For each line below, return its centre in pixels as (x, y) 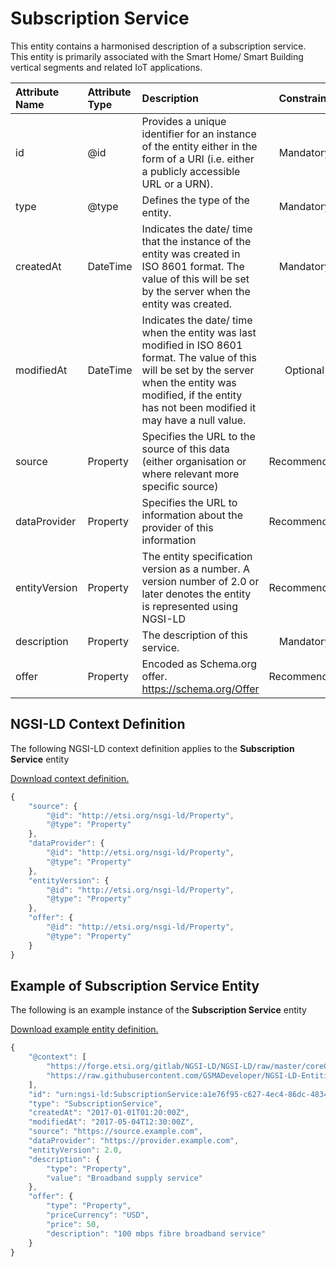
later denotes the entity (196, 594)
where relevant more (190, 474)
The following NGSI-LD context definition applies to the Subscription (152, 748)
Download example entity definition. (84, 1029)
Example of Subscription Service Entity (135, 985)
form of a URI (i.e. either (198, 159)
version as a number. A (196, 569)
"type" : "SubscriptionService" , (95, 1103)
